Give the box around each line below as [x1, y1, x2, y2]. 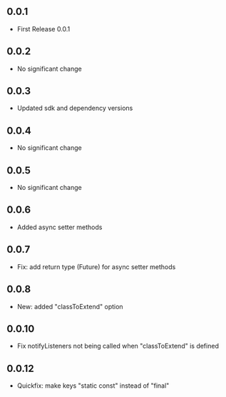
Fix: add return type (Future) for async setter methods [16, 262, 176, 271]
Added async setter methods [16, 223, 103, 231]
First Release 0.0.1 [16, 24, 71, 33]
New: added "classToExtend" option [16, 302, 123, 311]
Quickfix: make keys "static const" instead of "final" [16, 381, 170, 390]
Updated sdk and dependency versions [16, 104, 133, 113]
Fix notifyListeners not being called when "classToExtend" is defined [16, 342, 219, 351]
